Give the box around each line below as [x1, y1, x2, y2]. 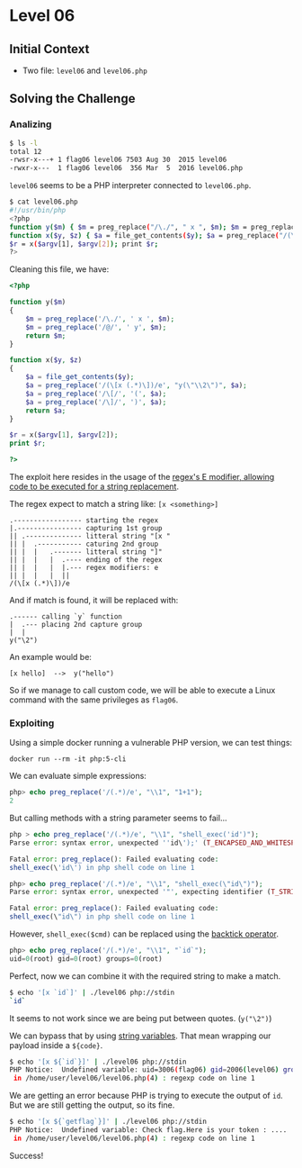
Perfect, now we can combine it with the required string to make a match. [9, 970, 281, 982]
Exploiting [9, 717, 55, 729]
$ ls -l [9, 139, 39, 148]
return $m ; [25, 330, 67, 340]
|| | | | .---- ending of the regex [9, 556, 164, 565]
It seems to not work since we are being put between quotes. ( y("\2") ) [9, 1012, 272, 1023]
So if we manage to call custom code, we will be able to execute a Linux [9, 685, 276, 696]
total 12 [9, 147, 42, 156]
